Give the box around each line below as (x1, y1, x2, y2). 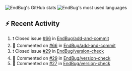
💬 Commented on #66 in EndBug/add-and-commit (12, 42, 116, 48)
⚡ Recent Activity (5, 20, 60, 28)
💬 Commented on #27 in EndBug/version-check (12, 60, 111, 66)
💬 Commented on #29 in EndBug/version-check (12, 55, 111, 61)
